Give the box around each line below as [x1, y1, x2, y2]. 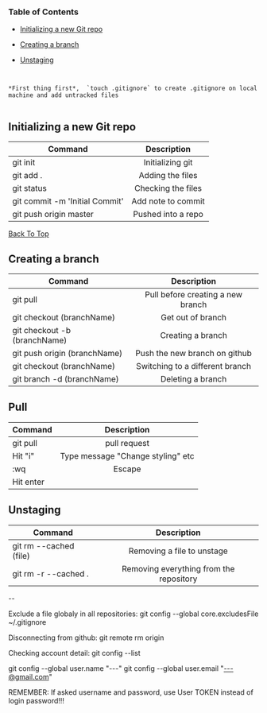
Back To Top [8, 229, 49, 238]
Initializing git [143, 157, 193, 169]
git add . [12, 170, 43, 181]
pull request [104, 437, 149, 448]
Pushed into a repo [133, 209, 204, 220]
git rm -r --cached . [12, 568, 89, 579]
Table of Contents [8, 6, 79, 17]
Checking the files [133, 183, 203, 194]
